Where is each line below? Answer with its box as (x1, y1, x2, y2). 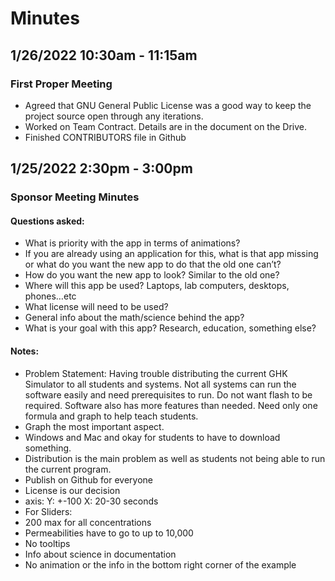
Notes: (10, 345, 40, 357)
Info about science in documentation (24, 548, 177, 560)
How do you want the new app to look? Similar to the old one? (24, 269, 280, 281)
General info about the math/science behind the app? (24, 312, 245, 324)
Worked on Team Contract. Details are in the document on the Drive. (24, 120, 308, 132)
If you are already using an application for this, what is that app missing (24, 248, 319, 260)
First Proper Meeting (10, 77, 113, 91)
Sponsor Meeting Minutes (10, 190, 140, 204)
